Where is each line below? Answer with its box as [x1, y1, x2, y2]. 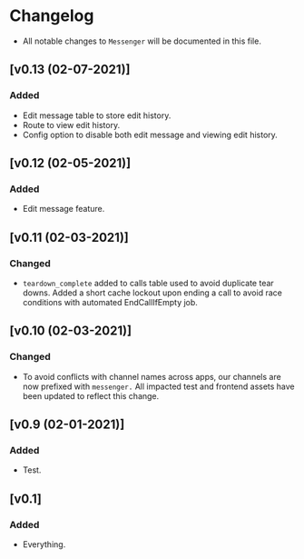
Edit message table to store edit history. [22, 110, 172, 121]
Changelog [9, 5, 94, 26]
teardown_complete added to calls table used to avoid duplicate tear [22, 278, 274, 288]
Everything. [22, 539, 66, 550]
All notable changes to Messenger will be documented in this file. [22, 35, 261, 46]
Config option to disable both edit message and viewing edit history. [22, 129, 279, 140]
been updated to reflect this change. [22, 390, 160, 401]
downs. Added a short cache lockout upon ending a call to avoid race [22, 287, 283, 298]
